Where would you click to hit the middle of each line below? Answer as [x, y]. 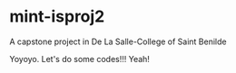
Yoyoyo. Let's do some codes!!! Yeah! [79, 59]
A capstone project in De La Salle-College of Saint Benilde [118, 41]
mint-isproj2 [57, 17]
